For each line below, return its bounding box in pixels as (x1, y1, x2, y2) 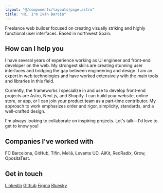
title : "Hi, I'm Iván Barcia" (5, 12, 67, 17)
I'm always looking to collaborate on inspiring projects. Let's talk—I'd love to (5, 118, 158, 124)
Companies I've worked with (5, 137, 94, 146)
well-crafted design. (5, 108, 45, 114)
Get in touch (5, 170, 43, 178)
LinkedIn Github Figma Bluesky (5, 182, 67, 188)
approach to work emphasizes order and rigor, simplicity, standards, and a (5, 103, 154, 109)
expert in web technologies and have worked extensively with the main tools (5, 73, 158, 79)
